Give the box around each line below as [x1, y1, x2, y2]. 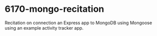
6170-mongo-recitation [5, 3, 104, 15]
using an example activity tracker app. [5, 25, 84, 31]
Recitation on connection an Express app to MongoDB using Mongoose [5, 20, 152, 26]
